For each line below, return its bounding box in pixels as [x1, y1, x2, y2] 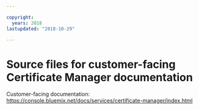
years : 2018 [12, 20, 43, 26]
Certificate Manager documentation [6, 70, 194, 84]
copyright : [6, 14, 34, 20]
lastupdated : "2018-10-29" [6, 26, 75, 32]
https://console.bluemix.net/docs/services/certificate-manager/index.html [6, 97, 193, 105]
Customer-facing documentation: [6, 90, 90, 98]
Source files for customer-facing [6, 57, 176, 71]
